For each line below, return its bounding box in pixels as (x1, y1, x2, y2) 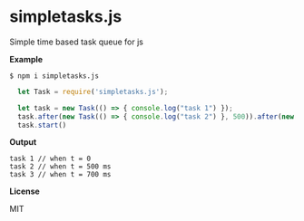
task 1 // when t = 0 (9, 154, 92, 164)
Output (9, 137, 37, 148)
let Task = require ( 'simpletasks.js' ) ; (17, 87, 169, 96)
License (9, 186, 41, 197)
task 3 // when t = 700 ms (9, 170, 112, 179)
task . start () (17, 120, 67, 130)
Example (9, 53, 44, 64)
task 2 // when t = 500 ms (9, 162, 112, 171)
